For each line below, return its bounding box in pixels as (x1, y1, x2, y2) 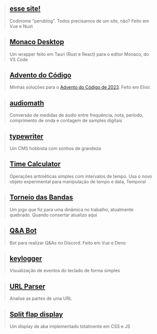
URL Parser (9, 282, 46, 291)
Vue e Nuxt (9, 23, 33, 29)
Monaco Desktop (9, 38, 64, 46)
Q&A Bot (9, 227, 37, 235)
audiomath (9, 98, 45, 107)
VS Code (9, 56, 28, 62)
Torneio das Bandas (9, 193, 73, 202)
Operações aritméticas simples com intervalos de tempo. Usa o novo (9, 173, 152, 179)
